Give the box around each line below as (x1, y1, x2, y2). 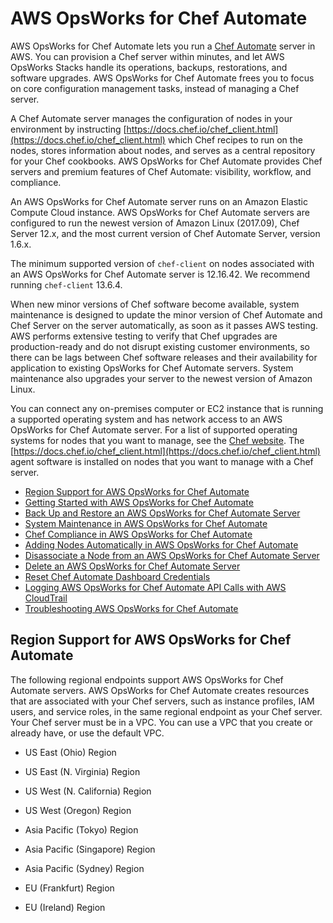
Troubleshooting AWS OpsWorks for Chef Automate (24, 602, 239, 614)
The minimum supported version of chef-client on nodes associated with (10, 257, 315, 269)
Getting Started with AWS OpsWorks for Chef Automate (24, 496, 254, 508)
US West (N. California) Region (24, 785, 152, 797)
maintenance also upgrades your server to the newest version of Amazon (10, 372, 313, 384)
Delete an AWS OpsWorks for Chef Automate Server (24, 560, 241, 572)
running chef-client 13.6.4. (10, 278, 123, 291)
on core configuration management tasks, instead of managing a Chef (10, 82, 300, 94)
